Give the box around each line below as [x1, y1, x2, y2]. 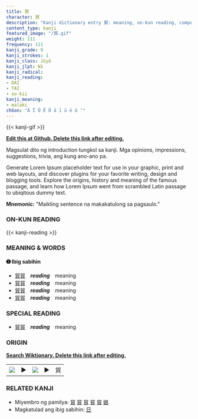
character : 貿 [6, 14, 40, 20]
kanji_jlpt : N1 [6, 63, 44, 70]
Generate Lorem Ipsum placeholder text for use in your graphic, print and [6, 164, 184, 171]
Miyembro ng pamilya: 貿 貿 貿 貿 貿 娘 [14, 398, 109, 405]
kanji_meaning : [6, 96, 44, 102]
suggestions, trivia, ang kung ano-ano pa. [6, 153, 108, 160]
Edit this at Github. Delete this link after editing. [6, 135, 124, 142]
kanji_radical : [6, 69, 44, 75]
